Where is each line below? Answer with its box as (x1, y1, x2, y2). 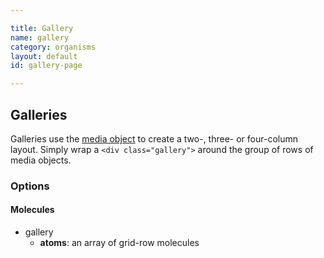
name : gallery (10, 32, 70, 43)
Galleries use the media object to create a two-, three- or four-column (10, 132, 299, 145)
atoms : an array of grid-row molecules (39, 237, 200, 249)
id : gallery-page (10, 61, 83, 71)
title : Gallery (10, 23, 74, 33)
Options (10, 179, 50, 193)
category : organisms (10, 42, 97, 52)
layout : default (10, 51, 78, 61)
